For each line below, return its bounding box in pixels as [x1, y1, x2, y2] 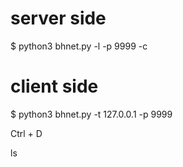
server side [10, 7, 107, 30]
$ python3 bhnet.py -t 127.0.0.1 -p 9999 [10, 108, 173, 120]
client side [10, 75, 99, 98]
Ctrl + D [10, 127, 43, 139]
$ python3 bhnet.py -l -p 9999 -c [10, 40, 148, 52]
